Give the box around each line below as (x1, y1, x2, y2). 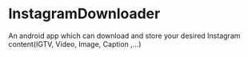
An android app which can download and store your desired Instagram (8, 31, 241, 40)
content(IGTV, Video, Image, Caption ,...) (8, 39, 142, 48)
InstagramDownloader (8, 5, 161, 23)
